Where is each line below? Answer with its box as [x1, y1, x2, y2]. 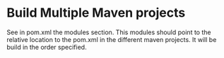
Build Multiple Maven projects [6, 5, 186, 21]
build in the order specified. [6, 43, 87, 51]
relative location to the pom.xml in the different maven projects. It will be [6, 35, 217, 43]
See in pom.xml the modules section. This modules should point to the [6, 28, 211, 36]
